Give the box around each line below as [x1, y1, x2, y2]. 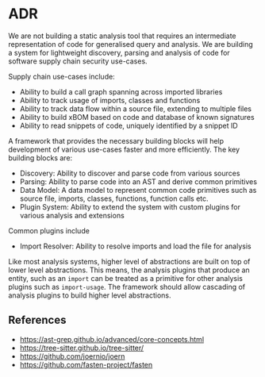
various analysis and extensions [19, 210, 125, 220]
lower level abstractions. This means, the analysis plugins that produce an [8, 265, 250, 275]
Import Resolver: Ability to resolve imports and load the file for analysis [19, 241, 252, 251]
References [8, 314, 67, 327]
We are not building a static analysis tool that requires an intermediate [8, 31, 236, 40]
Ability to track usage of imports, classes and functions [19, 95, 201, 105]
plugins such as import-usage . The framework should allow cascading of [8, 282, 246, 291]
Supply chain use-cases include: [8, 71, 115, 81]
